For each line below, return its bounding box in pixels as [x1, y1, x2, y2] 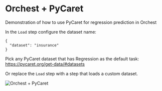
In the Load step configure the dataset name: [5, 29, 96, 35]
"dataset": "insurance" [9, 43, 59, 47]
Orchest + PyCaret [5, 3, 84, 14]
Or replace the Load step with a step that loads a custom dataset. [5, 70, 138, 77]
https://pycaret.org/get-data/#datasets [5, 61, 85, 67]
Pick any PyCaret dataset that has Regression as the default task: [5, 55, 140, 62]
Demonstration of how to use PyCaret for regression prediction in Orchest [5, 19, 157, 25]
